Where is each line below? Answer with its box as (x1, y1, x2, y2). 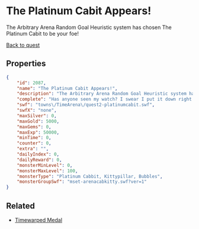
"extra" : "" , (17, 146, 49, 152)
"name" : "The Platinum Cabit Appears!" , (17, 85, 118, 91)
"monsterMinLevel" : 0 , (17, 162, 73, 168)
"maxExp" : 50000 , (17, 129, 60, 136)
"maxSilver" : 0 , (17, 112, 57, 119)
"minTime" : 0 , (17, 135, 52, 141)
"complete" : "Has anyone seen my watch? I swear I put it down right (17, 96, 192, 102)
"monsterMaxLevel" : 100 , (17, 167, 78, 174)
